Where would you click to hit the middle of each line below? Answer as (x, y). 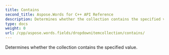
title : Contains (22, 10)
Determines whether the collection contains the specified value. (71, 47)
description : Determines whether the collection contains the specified (83, 19)
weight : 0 (16, 28)
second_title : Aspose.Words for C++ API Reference (59, 14)
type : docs (17, 24)
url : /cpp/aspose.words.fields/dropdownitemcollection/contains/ (75, 33)
